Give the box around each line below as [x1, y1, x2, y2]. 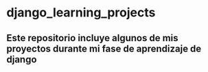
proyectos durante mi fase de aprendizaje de [6, 43, 202, 54]
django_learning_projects [6, 5, 156, 21]
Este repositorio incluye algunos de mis [6, 32, 179, 44]
